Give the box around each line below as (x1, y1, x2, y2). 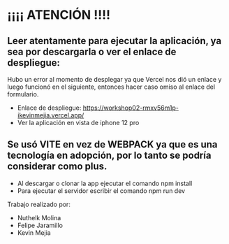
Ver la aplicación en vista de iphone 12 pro (17, 119, 140, 127)
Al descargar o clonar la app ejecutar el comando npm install (17, 179, 193, 187)
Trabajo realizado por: (7, 200, 71, 208)
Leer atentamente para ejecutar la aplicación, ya (7, 35, 222, 47)
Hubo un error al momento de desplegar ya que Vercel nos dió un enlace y (7, 76, 222, 83)
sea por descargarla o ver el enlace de (7, 45, 177, 57)
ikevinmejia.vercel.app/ (17, 111, 84, 119)
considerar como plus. (7, 161, 108, 173)
